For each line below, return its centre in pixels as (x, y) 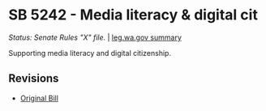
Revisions (34, 79)
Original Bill (39, 98)
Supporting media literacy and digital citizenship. (90, 53)
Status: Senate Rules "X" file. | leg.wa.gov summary (95, 37)
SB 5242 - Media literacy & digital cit (133, 15)
